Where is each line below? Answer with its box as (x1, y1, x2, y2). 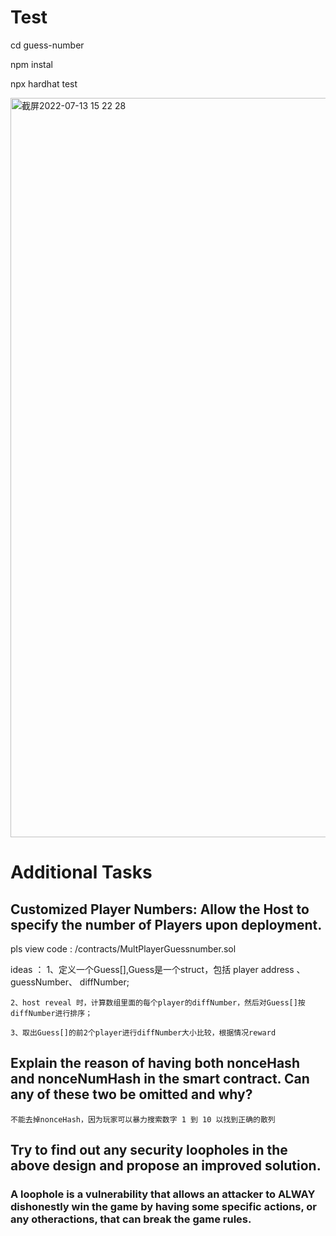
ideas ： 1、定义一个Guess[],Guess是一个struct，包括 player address (10, 963, 295, 975)
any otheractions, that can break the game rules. (10, 1212, 252, 1226)
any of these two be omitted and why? (10, 1086, 253, 1103)
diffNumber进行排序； (10, 1008, 93, 1018)
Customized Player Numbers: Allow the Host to (10, 901, 310, 918)
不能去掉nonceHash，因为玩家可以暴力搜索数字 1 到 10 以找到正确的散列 (10, 1114, 276, 1125)
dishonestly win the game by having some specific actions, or (10, 1200, 318, 1214)
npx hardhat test (10, 77, 78, 90)
